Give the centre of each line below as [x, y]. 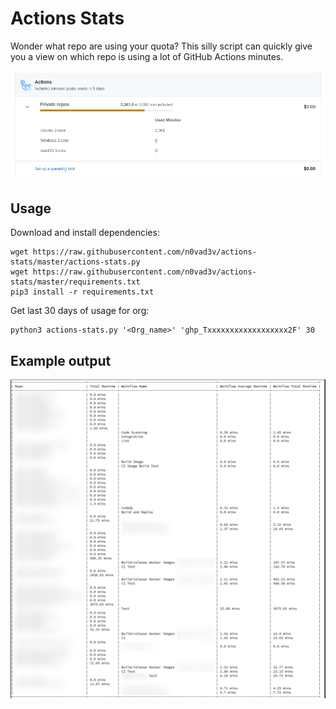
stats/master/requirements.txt [75, 282]
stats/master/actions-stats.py [75, 262]
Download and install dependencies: [85, 233]
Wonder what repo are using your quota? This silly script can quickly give [161, 46]
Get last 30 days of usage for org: [80, 311]
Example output [61, 360]
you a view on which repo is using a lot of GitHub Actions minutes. [147, 56]
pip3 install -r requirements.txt [82, 292]
